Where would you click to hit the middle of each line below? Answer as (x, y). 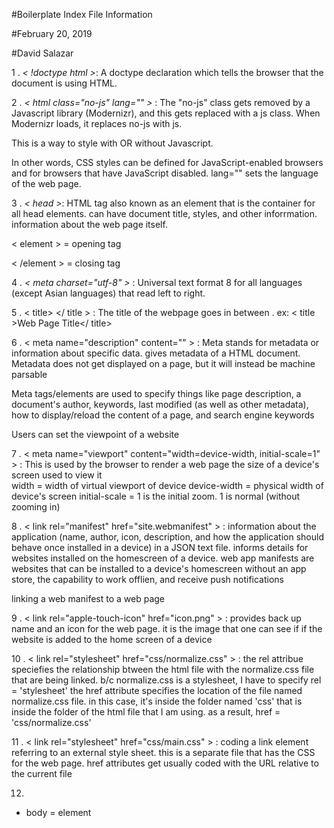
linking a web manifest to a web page (88, 598)
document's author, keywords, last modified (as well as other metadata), (160, 404)
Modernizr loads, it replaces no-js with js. (97, 123)
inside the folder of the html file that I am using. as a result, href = (146, 712)
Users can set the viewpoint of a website (95, 434)
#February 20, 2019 (52, 33)
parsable (29, 374)
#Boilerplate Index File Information (82, 14)
